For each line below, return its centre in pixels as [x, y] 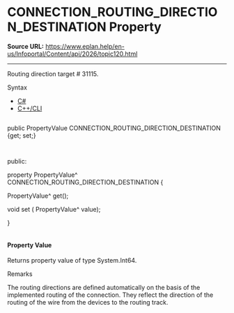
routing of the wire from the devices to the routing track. [88, 303]
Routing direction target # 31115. [53, 73]
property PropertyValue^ [42, 175]
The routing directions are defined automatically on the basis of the [104, 288]
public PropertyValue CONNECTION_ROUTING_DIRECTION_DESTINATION [114, 128]
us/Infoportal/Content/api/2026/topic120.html [72, 54]
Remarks [20, 274]
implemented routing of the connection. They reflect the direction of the [110, 295]
